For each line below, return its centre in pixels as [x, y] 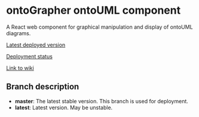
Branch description [43, 87]
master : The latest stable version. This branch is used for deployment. [101, 101]
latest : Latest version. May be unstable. [64, 107]
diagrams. [19, 33]
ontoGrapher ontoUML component [94, 10]
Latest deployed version [36, 45]
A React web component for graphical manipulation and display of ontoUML [99, 27]
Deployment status [29, 56]
